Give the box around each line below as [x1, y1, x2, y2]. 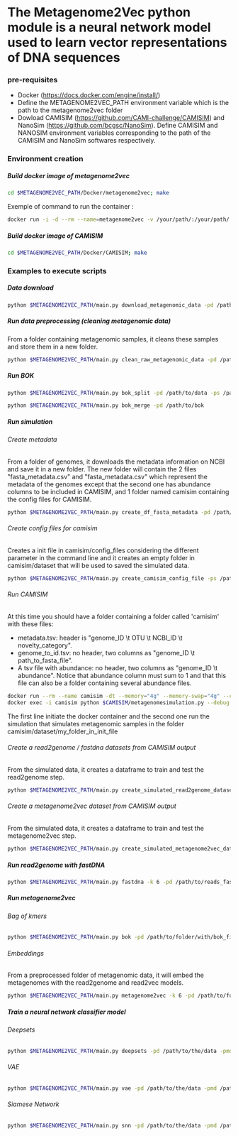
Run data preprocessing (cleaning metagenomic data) [7, 317, 171, 325]
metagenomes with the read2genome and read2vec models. [7, 978, 184, 987]
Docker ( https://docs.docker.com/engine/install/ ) [17, 91, 161, 99]
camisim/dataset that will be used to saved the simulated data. [7, 561, 190, 569]
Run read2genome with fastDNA [7, 861, 106, 869]
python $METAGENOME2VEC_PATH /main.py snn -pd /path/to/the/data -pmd [7, 1123, 217, 1130]
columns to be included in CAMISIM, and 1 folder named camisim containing [7, 487, 229, 496]
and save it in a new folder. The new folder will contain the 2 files [7, 464, 197, 473]
